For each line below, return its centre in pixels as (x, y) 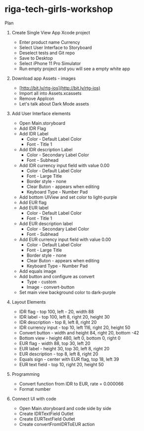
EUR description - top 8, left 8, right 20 (59, 354)
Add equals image (38, 271)
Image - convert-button (50, 287)
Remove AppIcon (37, 99)
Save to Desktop (36, 58)
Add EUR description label (46, 223)
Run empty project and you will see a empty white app (75, 69)
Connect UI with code (34, 399)
